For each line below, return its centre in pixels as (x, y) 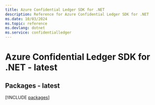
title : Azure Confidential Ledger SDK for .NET (55, 10)
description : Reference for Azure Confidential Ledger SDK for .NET (77, 14)
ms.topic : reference (26, 23)
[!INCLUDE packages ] (27, 97)
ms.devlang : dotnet (25, 28)
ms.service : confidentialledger (38, 33)
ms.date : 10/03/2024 (26, 19)
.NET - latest (31, 68)
